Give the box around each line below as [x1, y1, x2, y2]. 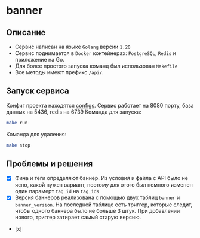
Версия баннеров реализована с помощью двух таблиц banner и [14, 194, 180, 201]
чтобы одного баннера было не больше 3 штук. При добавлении [14, 207, 180, 214]
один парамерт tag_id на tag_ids [14, 188, 100, 195]
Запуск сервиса [6, 86, 70, 96]
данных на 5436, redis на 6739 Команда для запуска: [6, 108, 141, 115]
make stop [6, 142, 31, 148]
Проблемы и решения [6, 158, 93, 169]
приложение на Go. [14, 56, 64, 63]
